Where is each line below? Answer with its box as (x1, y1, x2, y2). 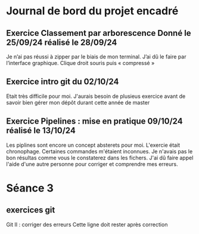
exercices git (6, 205, 55, 215)
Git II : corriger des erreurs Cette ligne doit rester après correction (6, 221, 168, 228)
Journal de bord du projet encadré (6, 4, 179, 18)
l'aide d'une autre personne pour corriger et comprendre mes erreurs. (6, 160, 178, 168)
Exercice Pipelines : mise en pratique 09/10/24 (6, 116, 183, 127)
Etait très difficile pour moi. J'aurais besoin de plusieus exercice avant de (6, 93, 186, 100)
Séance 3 (6, 181, 54, 195)
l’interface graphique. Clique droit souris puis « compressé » (6, 60, 155, 66)
